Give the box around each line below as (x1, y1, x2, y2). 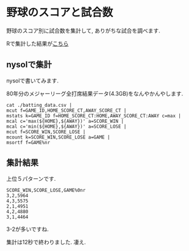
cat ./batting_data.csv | (6, 102, 72, 108)
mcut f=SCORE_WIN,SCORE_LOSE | (6, 129, 86, 135)
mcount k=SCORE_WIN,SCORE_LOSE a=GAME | (6, 134, 111, 140)
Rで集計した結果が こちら (6, 40, 69, 47)
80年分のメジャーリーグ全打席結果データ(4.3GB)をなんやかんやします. (6, 90, 184, 97)
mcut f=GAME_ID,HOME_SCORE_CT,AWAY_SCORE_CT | (6, 107, 127, 114)
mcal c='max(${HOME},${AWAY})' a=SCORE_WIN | (6, 118, 124, 124)
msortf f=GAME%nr (6, 139, 51, 145)
